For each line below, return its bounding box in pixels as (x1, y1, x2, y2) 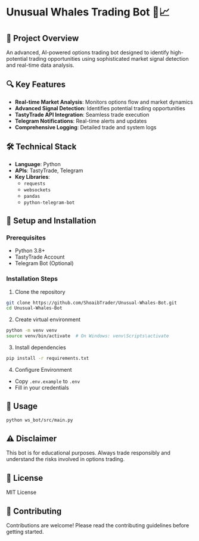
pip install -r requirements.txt (6, 356, 89, 362)
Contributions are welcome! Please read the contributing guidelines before (6, 522, 189, 529)
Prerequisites (6, 234, 46, 242)
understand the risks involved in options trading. (6, 456, 125, 463)
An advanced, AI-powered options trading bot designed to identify (6, 49, 169, 56)
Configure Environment (14, 366, 72, 373)
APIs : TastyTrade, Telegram (14, 167, 83, 174)
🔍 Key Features (6, 79, 66, 90)
